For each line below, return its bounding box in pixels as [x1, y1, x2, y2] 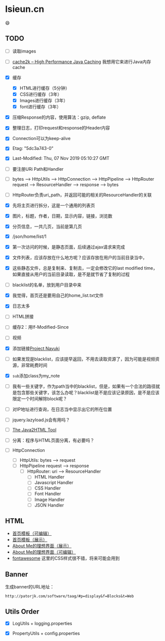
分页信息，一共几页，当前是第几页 [12, 223, 82, 229]
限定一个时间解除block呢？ [12, 396, 67, 402]
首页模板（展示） [12, 537, 48, 543]
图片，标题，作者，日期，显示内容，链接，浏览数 [12, 213, 112, 219]
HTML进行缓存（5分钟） [19, 85, 70, 91]
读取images [12, 48, 36, 54]
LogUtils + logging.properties [12, 621, 72, 627]
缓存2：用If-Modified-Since [12, 324, 69, 330]
